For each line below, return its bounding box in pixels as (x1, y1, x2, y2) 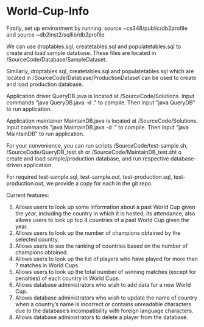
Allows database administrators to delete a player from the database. (15, 313, 189, 321)
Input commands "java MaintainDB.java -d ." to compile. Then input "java (6, 123, 189, 131)
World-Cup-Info (6, 4, 90, 18)
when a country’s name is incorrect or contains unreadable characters (15, 300, 192, 307)
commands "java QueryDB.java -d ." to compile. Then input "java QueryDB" (6, 99, 196, 106)
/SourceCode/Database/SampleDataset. (6, 56, 107, 63)
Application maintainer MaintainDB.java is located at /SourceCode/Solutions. (6, 117, 199, 124)
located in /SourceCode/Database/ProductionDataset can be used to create (6, 74, 197, 81)
